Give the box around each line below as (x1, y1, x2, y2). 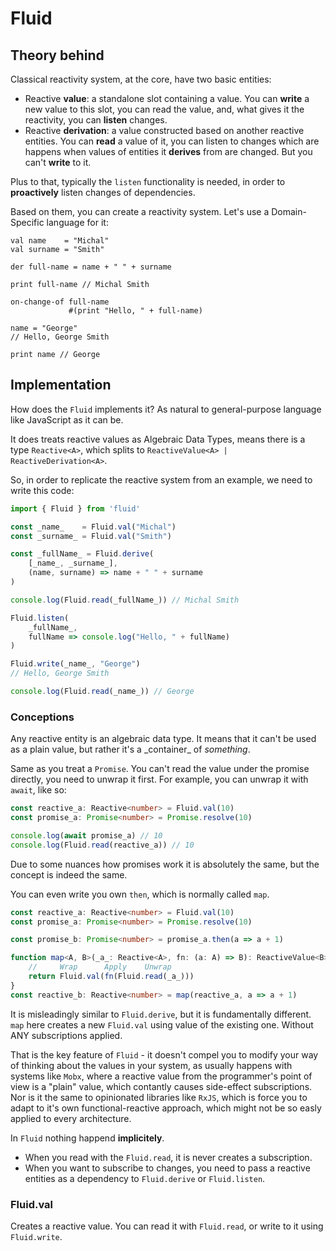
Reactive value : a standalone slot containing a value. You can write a (24, 93, 310, 104)
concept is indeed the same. (10, 868, 128, 881)
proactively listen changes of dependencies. (10, 187, 196, 198)
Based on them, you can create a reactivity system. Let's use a (10, 206, 270, 217)
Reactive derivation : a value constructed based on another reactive (24, 125, 305, 136)
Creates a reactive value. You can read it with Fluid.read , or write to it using (10, 1220, 324, 1232)
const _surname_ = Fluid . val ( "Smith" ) (10, 531, 172, 541)
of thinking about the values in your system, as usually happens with (10, 1059, 293, 1071)
